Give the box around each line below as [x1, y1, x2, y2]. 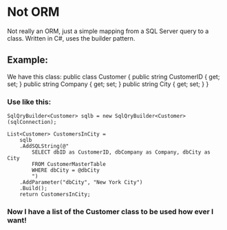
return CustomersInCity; [19, 191, 91, 198]
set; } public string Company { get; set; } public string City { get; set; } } [7, 80, 209, 88]
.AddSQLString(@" [19, 143, 69, 150]
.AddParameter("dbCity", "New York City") [19, 179, 143, 186]
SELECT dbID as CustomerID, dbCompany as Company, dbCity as [32, 149, 211, 156]
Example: [7, 54, 48, 66]
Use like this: [7, 97, 52, 107]
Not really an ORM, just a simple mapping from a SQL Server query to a [7, 27, 209, 35]
